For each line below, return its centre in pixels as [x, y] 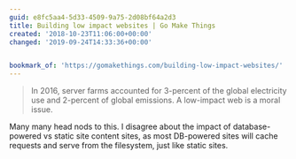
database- [252, 127]
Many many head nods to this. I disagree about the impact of [120, 127]
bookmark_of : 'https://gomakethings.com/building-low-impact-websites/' [146, 66]
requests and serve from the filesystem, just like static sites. [119, 146]
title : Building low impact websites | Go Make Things [113, 26]
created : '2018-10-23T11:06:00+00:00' [81, 34]
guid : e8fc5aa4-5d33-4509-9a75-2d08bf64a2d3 [93, 17]
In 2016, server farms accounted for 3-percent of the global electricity [159, 91]
